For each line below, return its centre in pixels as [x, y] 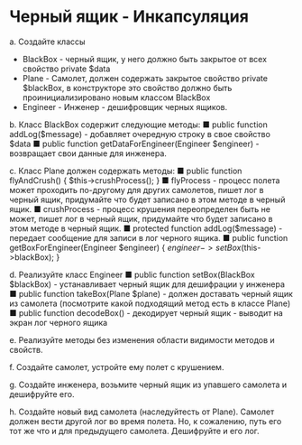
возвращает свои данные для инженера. [88, 153]
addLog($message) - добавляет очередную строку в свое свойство [140, 134]
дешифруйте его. [42, 394]
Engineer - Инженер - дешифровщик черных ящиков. [125, 107]
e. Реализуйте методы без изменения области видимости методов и [142, 339]
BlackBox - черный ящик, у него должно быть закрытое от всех [145, 59]
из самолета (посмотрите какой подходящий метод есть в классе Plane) [150, 303]
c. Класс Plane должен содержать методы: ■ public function [126, 171]
